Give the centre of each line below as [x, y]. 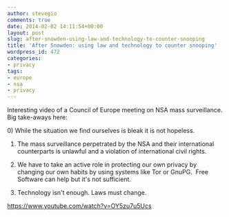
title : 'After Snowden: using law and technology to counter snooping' [112, 45]
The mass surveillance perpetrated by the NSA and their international [116, 144]
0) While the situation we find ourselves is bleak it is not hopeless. [101, 131]
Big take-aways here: [37, 117]
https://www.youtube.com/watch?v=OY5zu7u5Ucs [79, 206]
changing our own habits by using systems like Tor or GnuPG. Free [113, 172]
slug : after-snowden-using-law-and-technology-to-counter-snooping [106, 39]
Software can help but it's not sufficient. [74, 179]
